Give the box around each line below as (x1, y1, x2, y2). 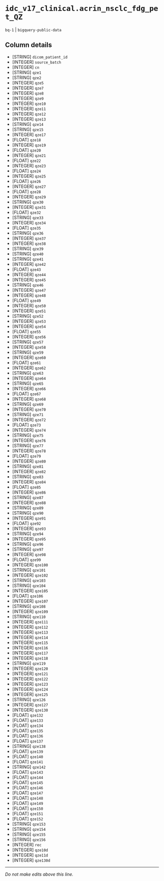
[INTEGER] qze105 (12, 587, 48, 594)
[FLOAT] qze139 (12, 748, 43, 754)
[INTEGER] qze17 (12, 131, 46, 138)
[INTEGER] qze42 (12, 261, 46, 267)
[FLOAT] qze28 (12, 188, 41, 194)
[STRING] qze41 (12, 256, 44, 262)
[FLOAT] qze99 (12, 557, 41, 562)
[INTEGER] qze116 (12, 644, 48, 650)
